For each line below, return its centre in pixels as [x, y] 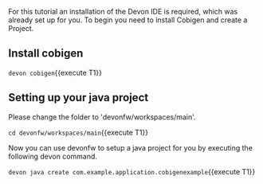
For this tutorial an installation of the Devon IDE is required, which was [123, 12]
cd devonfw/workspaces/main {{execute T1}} [79, 132]
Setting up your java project [79, 98]
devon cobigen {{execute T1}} [55, 72]
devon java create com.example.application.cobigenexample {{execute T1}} [132, 171]
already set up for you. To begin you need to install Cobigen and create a [128, 20]
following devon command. [53, 156]
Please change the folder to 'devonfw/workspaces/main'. [102, 117]
